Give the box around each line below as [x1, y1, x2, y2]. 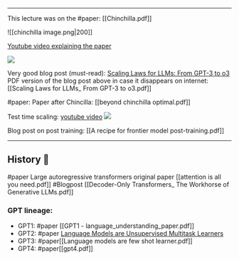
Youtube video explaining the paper [7, 42, 112, 50]
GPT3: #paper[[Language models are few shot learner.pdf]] [17, 236, 193, 246]
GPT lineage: [7, 205, 53, 215]
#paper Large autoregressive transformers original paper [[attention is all [7, 172, 222, 181]
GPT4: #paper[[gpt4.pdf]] [17, 244, 94, 253]
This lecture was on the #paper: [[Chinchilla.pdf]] [7, 14, 152, 22]
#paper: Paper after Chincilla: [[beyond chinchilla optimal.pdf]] [7, 98, 191, 106]
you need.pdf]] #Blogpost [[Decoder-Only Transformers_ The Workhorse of [7, 180, 230, 189]
